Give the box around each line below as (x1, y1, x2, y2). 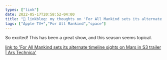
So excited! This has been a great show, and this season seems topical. (5, 35, 152, 41)
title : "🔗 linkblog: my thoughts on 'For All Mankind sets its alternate (5, 16, 162, 21)
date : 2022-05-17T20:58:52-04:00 (5, 12, 75, 17)
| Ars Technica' (5, 50, 36, 56)
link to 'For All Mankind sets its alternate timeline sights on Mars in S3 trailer (5, 44, 161, 50)
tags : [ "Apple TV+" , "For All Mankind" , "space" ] (5, 21, 106, 26)
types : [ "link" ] (5, 7, 39, 12)
